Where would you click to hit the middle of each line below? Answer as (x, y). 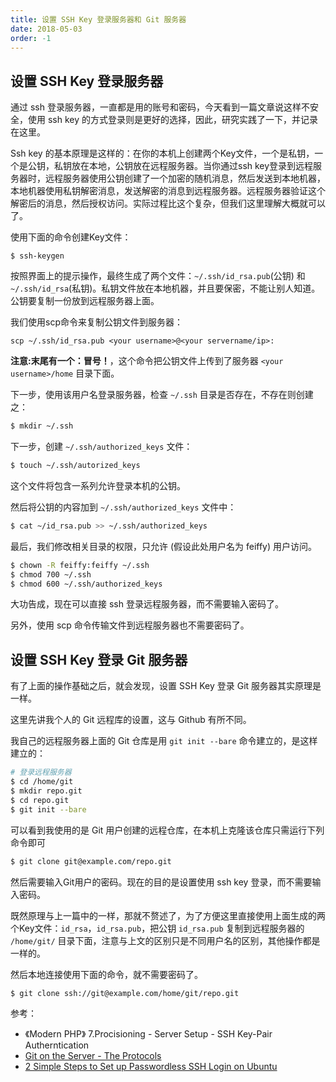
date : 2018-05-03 (46, 29)
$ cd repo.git (40, 800)
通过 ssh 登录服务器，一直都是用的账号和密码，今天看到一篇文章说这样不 (160, 107)
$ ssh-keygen (37, 256)
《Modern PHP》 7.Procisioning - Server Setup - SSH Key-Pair (148, 1034)
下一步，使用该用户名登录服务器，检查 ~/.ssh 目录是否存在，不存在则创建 (162, 395)
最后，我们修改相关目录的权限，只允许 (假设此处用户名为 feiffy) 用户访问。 (164, 546)
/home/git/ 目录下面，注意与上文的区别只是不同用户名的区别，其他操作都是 (165, 940)
